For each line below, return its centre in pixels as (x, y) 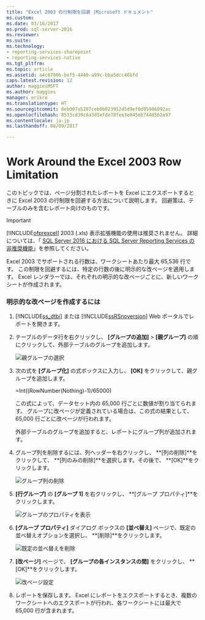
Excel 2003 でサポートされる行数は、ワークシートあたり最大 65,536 (93, 262)
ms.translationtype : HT (37, 103)
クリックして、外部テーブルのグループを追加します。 (87, 345)
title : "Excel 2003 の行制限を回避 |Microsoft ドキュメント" (80, 12)
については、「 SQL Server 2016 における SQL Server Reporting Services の (100, 241)
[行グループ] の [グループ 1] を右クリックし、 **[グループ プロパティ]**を (106, 494)
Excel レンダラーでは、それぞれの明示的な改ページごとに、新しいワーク (108, 277)
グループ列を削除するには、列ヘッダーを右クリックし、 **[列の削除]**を (106, 452)
